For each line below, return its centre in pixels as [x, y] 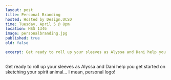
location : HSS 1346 [26, 29]
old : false [17, 43]
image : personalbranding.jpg [36, 33]
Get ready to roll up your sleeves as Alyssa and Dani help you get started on [85, 66]
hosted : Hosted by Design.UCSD [39, 19]
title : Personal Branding [33, 15]
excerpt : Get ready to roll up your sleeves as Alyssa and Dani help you [86, 52]
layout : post [19, 10]
